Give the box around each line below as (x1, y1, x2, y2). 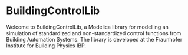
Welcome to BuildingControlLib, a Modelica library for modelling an (6, 23, 169, 30)
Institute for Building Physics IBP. (6, 42, 87, 49)
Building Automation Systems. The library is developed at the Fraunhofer (6, 36, 183, 43)
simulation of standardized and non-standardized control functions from (6, 29, 182, 36)
